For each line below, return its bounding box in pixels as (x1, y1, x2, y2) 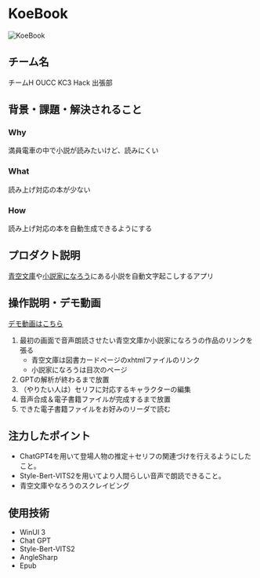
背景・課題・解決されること (8, 103, 143, 116)
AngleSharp (19, 553, 59, 562)
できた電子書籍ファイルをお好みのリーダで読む (19, 404, 171, 413)
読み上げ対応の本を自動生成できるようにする (8, 224, 153, 233)
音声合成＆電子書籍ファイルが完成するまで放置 (19, 394, 171, 404)
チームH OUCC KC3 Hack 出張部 (8, 78, 114, 87)
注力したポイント (8, 430, 91, 443)
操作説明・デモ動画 (8, 296, 101, 310)
